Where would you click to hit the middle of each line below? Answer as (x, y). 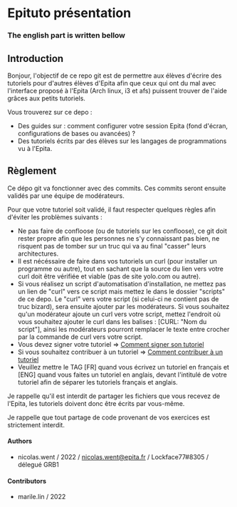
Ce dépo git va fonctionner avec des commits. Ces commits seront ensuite (117, 188)
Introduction (36, 58)
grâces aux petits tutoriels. (46, 98)
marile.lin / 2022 (42, 497)
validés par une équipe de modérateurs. (66, 195)
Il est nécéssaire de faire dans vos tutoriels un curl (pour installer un (117, 261)
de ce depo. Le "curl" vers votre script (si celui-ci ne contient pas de (118, 299)
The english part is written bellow (67, 36)
